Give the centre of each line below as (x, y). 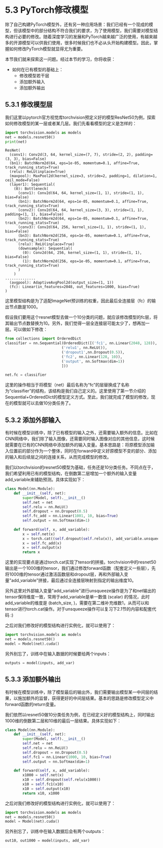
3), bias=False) (30, 159)
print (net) (16, 142)
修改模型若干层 (34, 76)
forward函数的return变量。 (32, 704)
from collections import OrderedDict (43, 339)
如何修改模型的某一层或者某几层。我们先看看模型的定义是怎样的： (71, 123)
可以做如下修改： (30, 329)
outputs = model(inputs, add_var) (40, 663)
